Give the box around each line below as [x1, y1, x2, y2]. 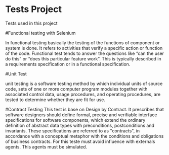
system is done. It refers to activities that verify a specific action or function [5, 45, 163, 51]
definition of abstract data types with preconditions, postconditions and [5, 122, 154, 128]
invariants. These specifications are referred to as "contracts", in [5, 127, 140, 134]
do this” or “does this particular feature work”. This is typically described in [5, 55, 162, 61]
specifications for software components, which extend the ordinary [5, 117, 146, 123]
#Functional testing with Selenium [5, 30, 76, 36]
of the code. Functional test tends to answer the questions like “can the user [5, 50, 164, 56]
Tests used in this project [5, 20, 58, 26]
